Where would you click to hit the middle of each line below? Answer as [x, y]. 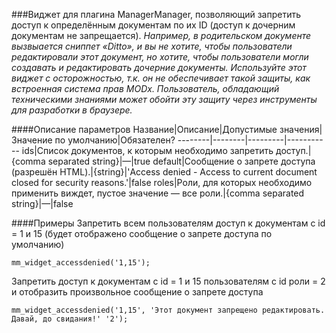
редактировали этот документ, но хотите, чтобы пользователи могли [160, 57]
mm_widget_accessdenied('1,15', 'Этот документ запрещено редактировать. [168, 310]
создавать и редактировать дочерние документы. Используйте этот [159, 67]
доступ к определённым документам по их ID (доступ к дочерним [153, 25]
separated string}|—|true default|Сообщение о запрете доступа [181, 161]
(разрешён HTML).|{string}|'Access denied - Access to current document [164, 172]
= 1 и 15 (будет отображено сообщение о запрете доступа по [142, 233]
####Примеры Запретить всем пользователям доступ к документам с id [168, 223]
